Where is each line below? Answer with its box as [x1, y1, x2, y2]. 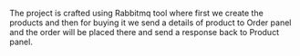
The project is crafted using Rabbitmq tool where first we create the [9, 8, 264, 18]
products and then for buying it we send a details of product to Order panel [9, 17, 292, 28]
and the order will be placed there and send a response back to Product [9, 27, 280, 37]
